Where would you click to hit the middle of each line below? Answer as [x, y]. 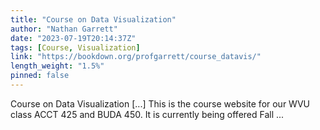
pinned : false [40, 76]
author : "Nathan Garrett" [64, 29]
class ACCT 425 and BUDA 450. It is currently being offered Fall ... [147, 114]
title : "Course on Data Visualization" [93, 19]
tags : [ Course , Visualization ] [75, 47]
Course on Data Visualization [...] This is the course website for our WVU [160, 103]
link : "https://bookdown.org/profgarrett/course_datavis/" [136, 57]
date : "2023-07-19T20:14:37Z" [73, 38]
